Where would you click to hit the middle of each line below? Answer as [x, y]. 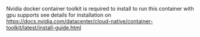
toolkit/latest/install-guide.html [44, 27]
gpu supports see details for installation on [59, 15]
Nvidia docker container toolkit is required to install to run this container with [100, 9]
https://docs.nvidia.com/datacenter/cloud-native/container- [80, 21]
